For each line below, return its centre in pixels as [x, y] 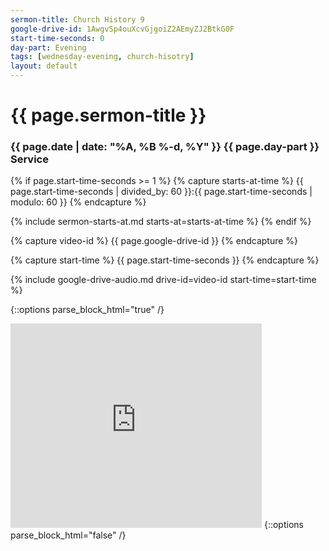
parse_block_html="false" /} [68, 535]
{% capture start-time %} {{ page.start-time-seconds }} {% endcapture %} [165, 260]
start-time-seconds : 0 [57, 38]
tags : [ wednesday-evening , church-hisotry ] [102, 57]
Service [29, 159]
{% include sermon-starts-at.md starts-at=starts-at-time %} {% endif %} [161, 222]
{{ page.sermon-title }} [108, 115]
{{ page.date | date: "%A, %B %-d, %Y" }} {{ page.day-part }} [165, 147]
